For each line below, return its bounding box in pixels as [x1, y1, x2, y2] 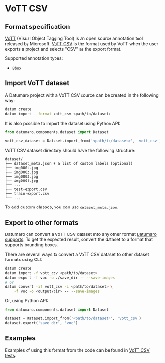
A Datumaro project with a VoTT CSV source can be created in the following [5, 92, 159, 98]
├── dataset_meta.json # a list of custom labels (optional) [5, 161, 133, 166]
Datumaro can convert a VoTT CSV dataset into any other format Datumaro [5, 232, 157, 237]
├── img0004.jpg [5, 179, 38, 183]
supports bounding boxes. [5, 242, 58, 248]
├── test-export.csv [5, 187, 48, 192]
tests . [5, 352, 16, 358]
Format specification [5, 23, 70, 31]
